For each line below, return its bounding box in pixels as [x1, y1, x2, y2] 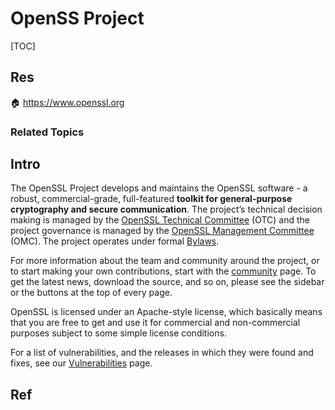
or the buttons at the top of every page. [10, 287, 173, 299]
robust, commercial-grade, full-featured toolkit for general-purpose [10, 193, 293, 205]
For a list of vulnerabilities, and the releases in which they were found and [10, 347, 314, 359]
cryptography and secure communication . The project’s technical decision [10, 203, 323, 216]
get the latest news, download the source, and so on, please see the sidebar [10, 276, 325, 288]
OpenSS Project [10, 7, 145, 30]
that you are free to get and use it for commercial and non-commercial [10, 317, 301, 329]
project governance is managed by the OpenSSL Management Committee [10, 225, 315, 237]
